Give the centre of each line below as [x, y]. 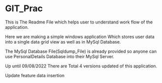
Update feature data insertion [35, 75]
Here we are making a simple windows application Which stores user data [80, 37]
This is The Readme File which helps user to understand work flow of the [79, 22]
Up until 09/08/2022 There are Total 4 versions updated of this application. [81, 66]
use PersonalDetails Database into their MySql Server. [60, 56]
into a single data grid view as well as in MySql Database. [63, 41]
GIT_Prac [24, 9]
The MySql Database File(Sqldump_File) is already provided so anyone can [81, 51]
